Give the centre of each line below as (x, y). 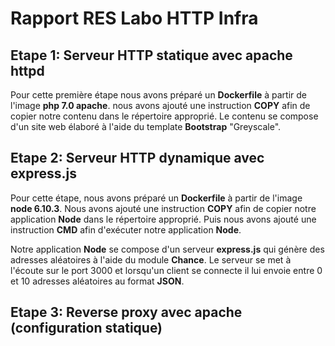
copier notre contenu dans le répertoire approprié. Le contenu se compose (164, 116)
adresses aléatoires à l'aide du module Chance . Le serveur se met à (151, 259)
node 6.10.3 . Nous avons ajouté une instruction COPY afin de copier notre (163, 208)
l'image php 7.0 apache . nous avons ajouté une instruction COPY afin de (160, 105)
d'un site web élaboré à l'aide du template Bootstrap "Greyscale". (146, 126)
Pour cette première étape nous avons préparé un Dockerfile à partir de (158, 95)
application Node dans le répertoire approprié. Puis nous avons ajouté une (163, 219)
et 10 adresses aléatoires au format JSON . (97, 281)
